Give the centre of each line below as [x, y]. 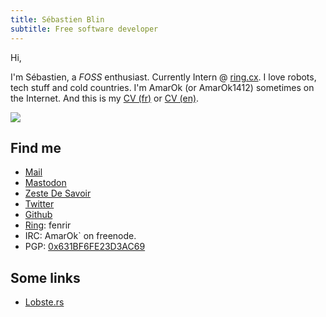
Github [38, 215]
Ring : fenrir [48, 225]
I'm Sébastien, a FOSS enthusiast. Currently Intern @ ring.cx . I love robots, [163, 77]
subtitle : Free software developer [84, 29]
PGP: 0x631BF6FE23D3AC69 [85, 247]
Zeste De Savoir [58, 193]
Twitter [39, 204]
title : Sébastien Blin [57, 19]
